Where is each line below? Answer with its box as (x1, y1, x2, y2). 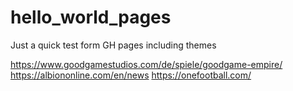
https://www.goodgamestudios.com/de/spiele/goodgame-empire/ (10, 58, 283, 70)
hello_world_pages (10, 6, 172, 29)
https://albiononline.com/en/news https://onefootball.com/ (10, 69, 252, 81)
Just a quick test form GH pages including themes (10, 39, 217, 51)
